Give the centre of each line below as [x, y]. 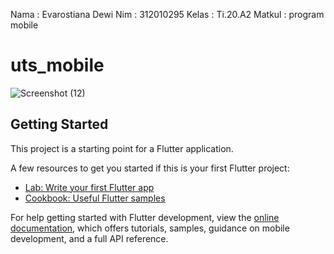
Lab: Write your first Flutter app [89, 187]
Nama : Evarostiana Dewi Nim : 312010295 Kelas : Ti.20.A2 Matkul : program [167, 14]
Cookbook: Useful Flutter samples [95, 198]
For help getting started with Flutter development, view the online [145, 217]
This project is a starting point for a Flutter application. [122, 148]
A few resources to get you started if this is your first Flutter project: [150, 168]
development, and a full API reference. [89, 238]
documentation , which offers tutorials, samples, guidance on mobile [150, 228]
